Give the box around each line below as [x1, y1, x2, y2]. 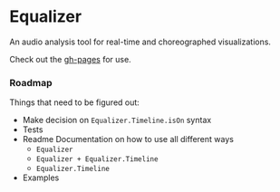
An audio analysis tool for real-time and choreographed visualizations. [9, 36, 272, 47]
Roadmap [9, 76, 53, 89]
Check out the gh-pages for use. [9, 53, 131, 64]
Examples [22, 172, 60, 183]
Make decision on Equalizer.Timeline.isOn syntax [22, 115, 212, 126]
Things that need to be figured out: [9, 97, 140, 108]
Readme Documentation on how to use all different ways [22, 134, 234, 145]
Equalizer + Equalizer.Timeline [35, 155, 159, 164]
